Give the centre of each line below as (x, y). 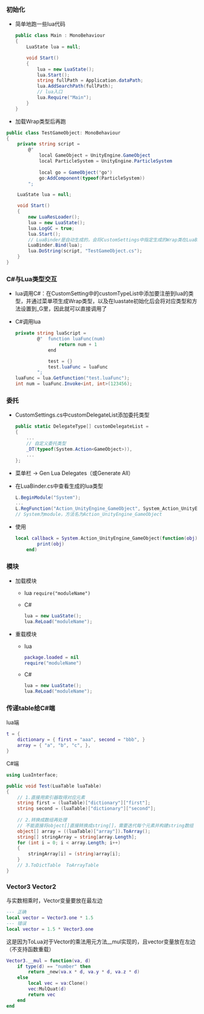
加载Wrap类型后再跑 (40, 121)
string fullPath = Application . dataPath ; (90, 80)
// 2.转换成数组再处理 (42, 820)
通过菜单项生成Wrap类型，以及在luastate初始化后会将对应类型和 (112, 301)
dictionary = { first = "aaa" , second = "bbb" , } (81, 740)
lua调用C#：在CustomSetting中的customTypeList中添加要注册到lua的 (102, 294)
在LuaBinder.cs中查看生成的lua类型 (59, 486)
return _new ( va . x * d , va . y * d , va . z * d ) (84, 972)
